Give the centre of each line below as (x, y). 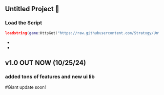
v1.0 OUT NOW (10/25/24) (46, 63)
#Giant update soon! (26, 87)
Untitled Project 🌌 (32, 9)
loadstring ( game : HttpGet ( (31, 33)
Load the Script (24, 23)
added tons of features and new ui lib (50, 76)
